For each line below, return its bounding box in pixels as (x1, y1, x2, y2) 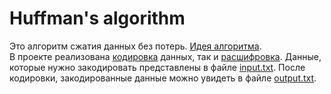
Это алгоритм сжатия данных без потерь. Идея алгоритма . (9, 40, 262, 52)
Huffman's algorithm (9, 7, 186, 30)
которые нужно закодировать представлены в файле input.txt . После (9, 61, 306, 73)
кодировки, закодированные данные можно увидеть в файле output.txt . (9, 72, 317, 84)
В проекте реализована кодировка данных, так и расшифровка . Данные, (9, 50, 322, 62)
